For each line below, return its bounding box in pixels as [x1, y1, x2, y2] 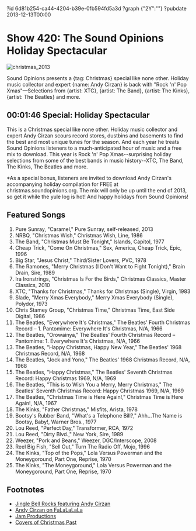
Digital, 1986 [15, 312, 45, 319]
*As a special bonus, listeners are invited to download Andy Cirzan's [6, 174, 171, 181]
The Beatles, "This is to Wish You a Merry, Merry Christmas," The [15, 381, 173, 388]
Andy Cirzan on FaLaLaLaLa [15, 506, 83, 513]
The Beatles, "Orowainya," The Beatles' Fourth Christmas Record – [15, 331, 176, 338]
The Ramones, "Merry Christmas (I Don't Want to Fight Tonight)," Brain [15, 263, 185, 270]
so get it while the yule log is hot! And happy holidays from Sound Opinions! [6, 193, 189, 200]
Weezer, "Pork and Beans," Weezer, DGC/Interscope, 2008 [15, 437, 157, 444]
